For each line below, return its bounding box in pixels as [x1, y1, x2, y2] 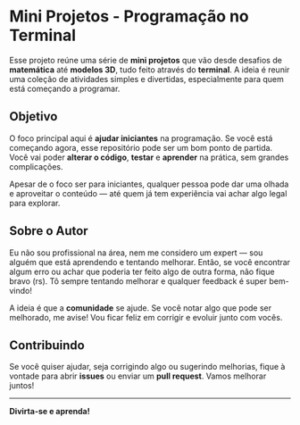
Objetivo [9, 109, 58, 124]
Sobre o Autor [9, 223, 88, 238]
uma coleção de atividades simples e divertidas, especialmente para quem [9, 73, 284, 84]
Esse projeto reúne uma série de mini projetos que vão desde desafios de [9, 54, 283, 65]
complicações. [9, 161, 63, 171]
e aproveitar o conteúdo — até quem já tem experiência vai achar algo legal [9, 187, 287, 198]
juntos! [9, 380, 35, 391]
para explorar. [9, 197, 61, 208]
